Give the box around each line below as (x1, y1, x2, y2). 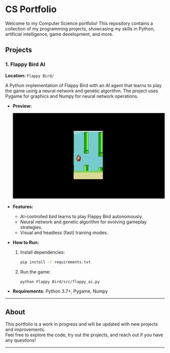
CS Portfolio (5, 4, 57, 15)
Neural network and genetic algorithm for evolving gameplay (20, 219, 147, 225)
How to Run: (12, 239, 39, 245)
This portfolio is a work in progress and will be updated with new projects (5, 321, 158, 327)
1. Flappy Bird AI (5, 61, 46, 68)
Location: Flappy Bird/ (5, 72, 54, 79)
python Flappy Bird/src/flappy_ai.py (20, 279, 100, 284)
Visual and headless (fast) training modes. (20, 229, 108, 236)
